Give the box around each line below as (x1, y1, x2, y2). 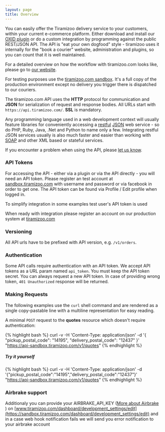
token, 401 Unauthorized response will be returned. (5, 279, 109, 285)
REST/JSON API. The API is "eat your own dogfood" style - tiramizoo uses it (5, 41, 160, 47)
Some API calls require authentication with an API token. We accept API (5, 263, 151, 269)
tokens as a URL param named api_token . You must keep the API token (5, 268, 150, 274)
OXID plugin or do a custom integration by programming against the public (5, 36, 157, 42)
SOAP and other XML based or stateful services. (5, 137, 104, 143)
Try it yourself (5, 354, 35, 360)
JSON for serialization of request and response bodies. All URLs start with (5, 101, 156, 107)
